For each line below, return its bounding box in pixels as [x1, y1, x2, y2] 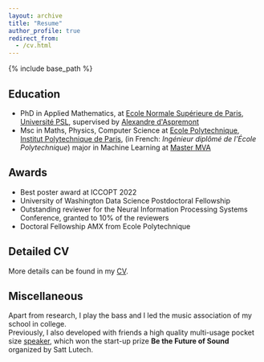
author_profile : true [8, 27, 81, 35]
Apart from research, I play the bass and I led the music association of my [8, 311, 253, 320]
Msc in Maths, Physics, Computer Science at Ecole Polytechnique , [19, 125, 240, 135]
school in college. [8, 319, 67, 329]
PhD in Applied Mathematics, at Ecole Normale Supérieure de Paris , [19, 108, 244, 117]
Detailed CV [8, 245, 70, 258]
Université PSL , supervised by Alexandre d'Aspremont [19, 117, 199, 126]
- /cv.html [15, 42, 52, 50]
